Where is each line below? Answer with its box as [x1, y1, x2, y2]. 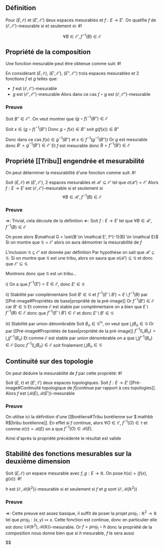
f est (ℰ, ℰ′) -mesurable [12, 86, 57, 91]
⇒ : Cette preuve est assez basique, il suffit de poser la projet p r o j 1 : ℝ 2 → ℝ [5, 510, 157, 517]
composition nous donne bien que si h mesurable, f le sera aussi [5, 530, 135, 536]
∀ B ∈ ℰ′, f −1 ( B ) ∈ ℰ [63, 33, 101, 39]
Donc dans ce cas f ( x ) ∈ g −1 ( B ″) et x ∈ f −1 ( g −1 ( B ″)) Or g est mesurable [5, 136, 147, 142]
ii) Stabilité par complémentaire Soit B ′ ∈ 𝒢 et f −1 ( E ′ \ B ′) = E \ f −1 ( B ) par [5, 291, 148, 297]
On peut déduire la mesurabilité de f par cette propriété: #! [5, 370, 123, 376]
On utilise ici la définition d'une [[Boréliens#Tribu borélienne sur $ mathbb [5, 414, 153, 420]
